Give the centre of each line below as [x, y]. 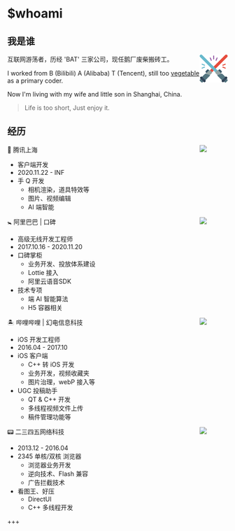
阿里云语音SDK [50, 281]
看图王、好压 [36, 491]
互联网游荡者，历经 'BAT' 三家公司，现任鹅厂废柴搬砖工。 [90, 59]
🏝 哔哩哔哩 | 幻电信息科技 [45, 322]
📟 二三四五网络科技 [36, 432]
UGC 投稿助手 [37, 390]
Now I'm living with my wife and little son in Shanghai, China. [95, 94]
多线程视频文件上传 [56, 408]
